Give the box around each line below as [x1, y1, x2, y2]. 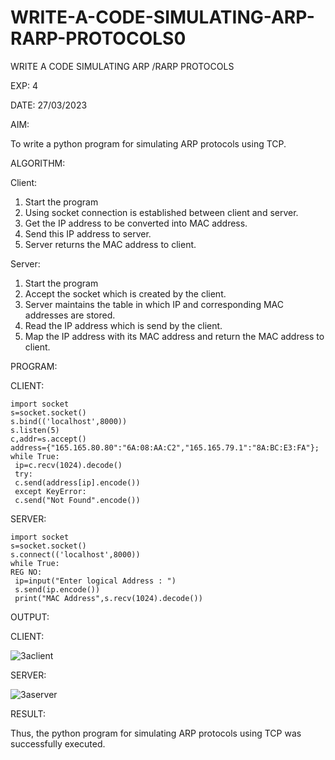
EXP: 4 [10, 79, 38, 91]
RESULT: [10, 707, 46, 720]
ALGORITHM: [10, 157, 66, 169]
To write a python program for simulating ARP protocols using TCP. [10, 137, 287, 150]
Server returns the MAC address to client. [24, 238, 197, 250]
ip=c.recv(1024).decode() [14, 460, 123, 470]
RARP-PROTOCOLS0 [10, 27, 187, 50]
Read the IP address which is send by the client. [24, 319, 223, 331]
